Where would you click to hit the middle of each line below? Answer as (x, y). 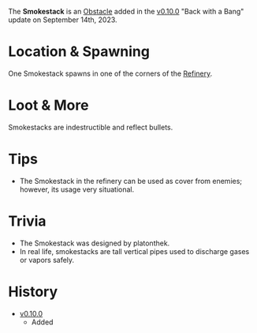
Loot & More (48, 105)
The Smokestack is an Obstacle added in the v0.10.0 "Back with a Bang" (126, 11)
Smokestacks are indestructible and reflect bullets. (91, 127)
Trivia (27, 221)
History (33, 292)
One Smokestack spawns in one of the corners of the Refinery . (110, 73)
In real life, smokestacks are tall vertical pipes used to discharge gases (134, 251)
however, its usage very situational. (77, 189)
